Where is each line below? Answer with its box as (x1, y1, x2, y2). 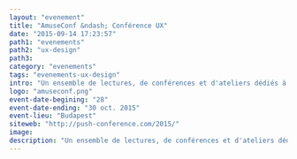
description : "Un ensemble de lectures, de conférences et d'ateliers (9, 136, 275, 145)
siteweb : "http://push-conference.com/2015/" (9, 120, 179, 129)
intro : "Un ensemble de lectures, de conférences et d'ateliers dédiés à (9, 79, 287, 87)
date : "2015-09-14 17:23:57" (9, 29, 117, 38)
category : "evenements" (9, 63, 97, 72)
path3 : (9, 54, 34, 63)
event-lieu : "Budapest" (9, 111, 97, 120)
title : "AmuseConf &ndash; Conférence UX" (9, 21, 168, 30)
